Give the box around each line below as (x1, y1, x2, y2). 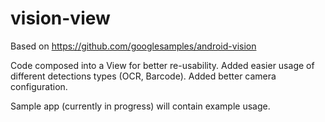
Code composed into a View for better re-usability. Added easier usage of (10, 59, 315, 71)
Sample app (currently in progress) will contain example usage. (10, 100, 271, 112)
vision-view (10, 7, 111, 30)
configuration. (10, 80, 68, 92)
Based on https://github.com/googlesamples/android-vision (10, 40, 257, 52)
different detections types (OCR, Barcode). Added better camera (10, 70, 277, 82)
